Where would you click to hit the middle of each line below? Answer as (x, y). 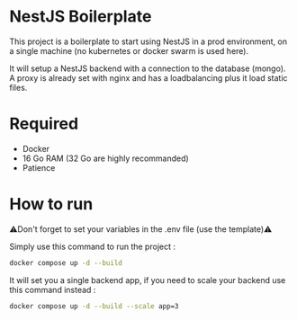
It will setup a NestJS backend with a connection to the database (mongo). (148, 68)
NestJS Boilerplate (81, 17)
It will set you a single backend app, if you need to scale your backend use (148, 280)
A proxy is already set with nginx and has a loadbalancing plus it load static (148, 77)
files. (18, 87)
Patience (39, 167)
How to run (51, 204)
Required (44, 124)
